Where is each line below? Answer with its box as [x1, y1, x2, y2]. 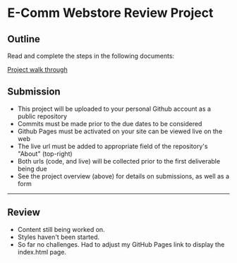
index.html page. [17, 247, 67, 256]
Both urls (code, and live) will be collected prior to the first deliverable [17, 157, 221, 165]
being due [17, 164, 47, 173]
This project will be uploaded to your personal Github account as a [17, 104, 212, 113]
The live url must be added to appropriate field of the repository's [17, 142, 208, 150]
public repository [17, 111, 68, 121]
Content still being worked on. [17, 225, 105, 233]
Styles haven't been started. [17, 233, 100, 241]
